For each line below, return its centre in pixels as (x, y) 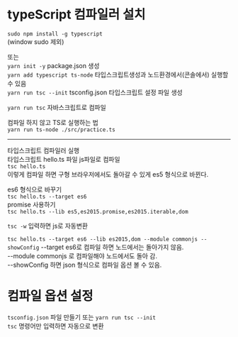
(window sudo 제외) (36, 42)
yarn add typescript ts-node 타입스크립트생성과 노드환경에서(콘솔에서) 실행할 (118, 74)
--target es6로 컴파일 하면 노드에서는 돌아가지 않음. (112, 247)
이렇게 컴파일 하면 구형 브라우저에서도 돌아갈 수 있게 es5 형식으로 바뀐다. (108, 174)
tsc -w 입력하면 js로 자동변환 (48, 226)
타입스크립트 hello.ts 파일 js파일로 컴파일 (64, 159)
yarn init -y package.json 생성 (53, 65)
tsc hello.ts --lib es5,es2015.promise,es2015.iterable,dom (98, 211)
